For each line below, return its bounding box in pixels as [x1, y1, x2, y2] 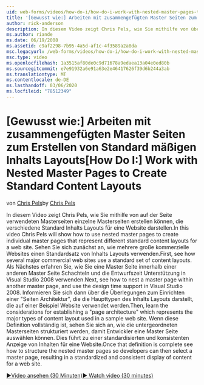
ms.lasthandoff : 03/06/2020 [6, 83, 78, 89]
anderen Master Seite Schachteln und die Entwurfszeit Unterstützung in [6, 269, 186, 277]
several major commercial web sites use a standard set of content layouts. [6, 256, 192, 264]
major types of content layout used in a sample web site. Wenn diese [6, 314, 179, 322]
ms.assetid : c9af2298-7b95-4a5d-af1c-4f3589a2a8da [6, 43, 137, 49]
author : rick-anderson [6, 20, 64, 26]
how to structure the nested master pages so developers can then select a [6, 347, 192, 354]
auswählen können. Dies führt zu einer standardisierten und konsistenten [6, 334, 189, 341]
